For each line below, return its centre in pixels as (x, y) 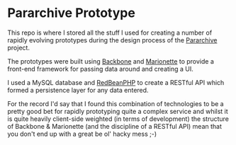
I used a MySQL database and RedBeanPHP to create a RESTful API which (116, 82)
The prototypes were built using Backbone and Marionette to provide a (111, 61)
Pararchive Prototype (72, 13)
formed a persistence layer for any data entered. (78, 90)
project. (19, 47)
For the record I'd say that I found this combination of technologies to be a (116, 103)
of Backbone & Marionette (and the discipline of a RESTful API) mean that (114, 126)
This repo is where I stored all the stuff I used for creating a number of (110, 33)
